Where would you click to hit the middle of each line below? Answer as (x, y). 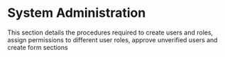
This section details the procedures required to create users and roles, (110, 32)
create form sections (38, 47)
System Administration (77, 13)
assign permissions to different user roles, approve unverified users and (112, 39)
